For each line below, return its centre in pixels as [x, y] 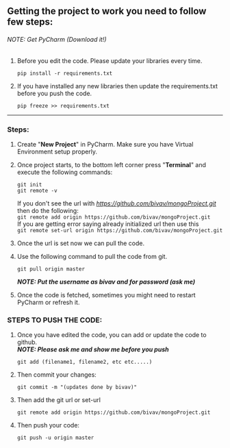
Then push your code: [48, 425]
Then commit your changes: [57, 375]
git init [29, 184]
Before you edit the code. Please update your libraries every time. [110, 60]
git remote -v [37, 190]
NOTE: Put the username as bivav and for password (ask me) [106, 282]
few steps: [30, 22]
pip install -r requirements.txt [65, 73]
